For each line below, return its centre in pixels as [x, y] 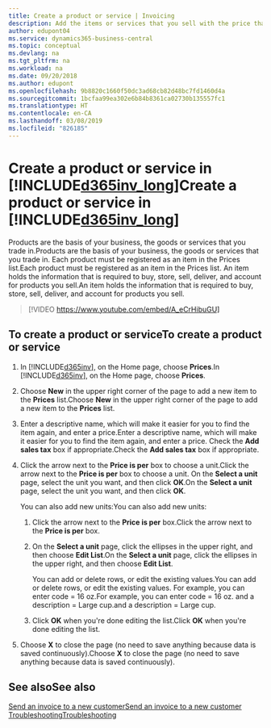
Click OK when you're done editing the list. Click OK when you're [139, 620]
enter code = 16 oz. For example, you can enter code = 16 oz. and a [143, 596]
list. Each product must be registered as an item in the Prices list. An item [129, 268]
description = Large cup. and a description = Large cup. [124, 605]
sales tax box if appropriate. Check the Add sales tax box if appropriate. [140, 450]
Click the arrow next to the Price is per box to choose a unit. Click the [134, 465]
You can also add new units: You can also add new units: [113, 506]
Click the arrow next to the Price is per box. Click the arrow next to [142, 522]
